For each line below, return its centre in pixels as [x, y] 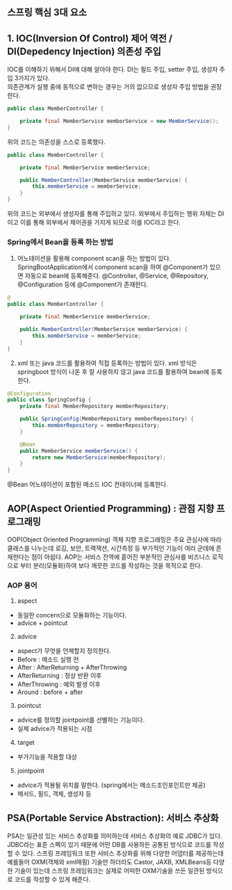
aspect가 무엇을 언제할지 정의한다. [64, 651]
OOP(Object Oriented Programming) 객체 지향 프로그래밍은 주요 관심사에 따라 [115, 539]
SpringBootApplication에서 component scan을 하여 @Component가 [113, 267]
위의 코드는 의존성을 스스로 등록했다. [56, 142]
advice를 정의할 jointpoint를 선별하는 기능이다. [81, 720]
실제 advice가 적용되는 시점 [55, 729]
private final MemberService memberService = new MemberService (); [119, 121]
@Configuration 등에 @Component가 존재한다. [83, 284]
